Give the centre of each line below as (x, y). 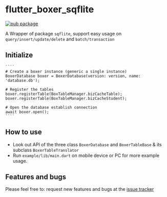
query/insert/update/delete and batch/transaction (60, 39)
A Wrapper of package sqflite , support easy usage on (64, 33)
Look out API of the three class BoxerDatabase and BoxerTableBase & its (87, 144)
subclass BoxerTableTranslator (46, 150)
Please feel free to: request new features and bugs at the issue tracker (80, 189)
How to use (24, 132)
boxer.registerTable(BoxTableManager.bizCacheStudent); (66, 98)
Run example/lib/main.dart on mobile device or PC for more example (86, 155)
